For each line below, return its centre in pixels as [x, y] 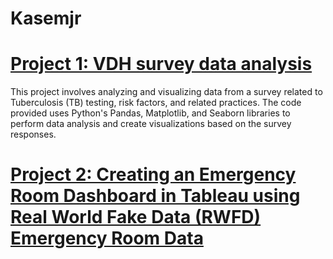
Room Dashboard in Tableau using [155, 196]
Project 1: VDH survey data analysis [161, 64]
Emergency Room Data [107, 238]
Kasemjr [46, 18]
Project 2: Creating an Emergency [153, 174]
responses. [33, 134]
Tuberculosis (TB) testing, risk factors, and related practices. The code [156, 103]
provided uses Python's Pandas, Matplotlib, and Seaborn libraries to [150, 113]
